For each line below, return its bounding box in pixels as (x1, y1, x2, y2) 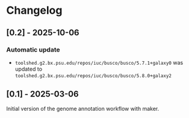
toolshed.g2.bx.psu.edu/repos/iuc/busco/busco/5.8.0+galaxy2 (14, 72, 172, 78)
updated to (14, 65, 43, 72)
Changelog (6, 4, 63, 17)
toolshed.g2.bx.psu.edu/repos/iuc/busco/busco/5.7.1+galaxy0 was (14, 59, 184, 66)
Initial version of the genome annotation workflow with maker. (6, 105, 160, 112)
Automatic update (6, 46, 60, 54)
